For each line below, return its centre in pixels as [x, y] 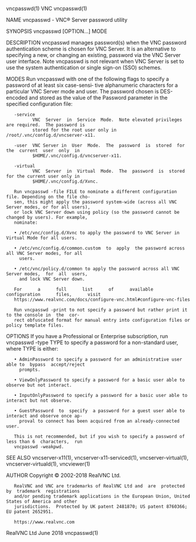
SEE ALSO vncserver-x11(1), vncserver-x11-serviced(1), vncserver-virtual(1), [97, 458]
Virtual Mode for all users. [42, 238]
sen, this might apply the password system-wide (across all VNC [95, 202]
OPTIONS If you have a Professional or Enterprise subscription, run [87, 336]
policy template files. [35, 325]
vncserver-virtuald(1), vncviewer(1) [48, 464]
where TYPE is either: [32, 349]
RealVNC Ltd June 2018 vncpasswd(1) [52, 533]
